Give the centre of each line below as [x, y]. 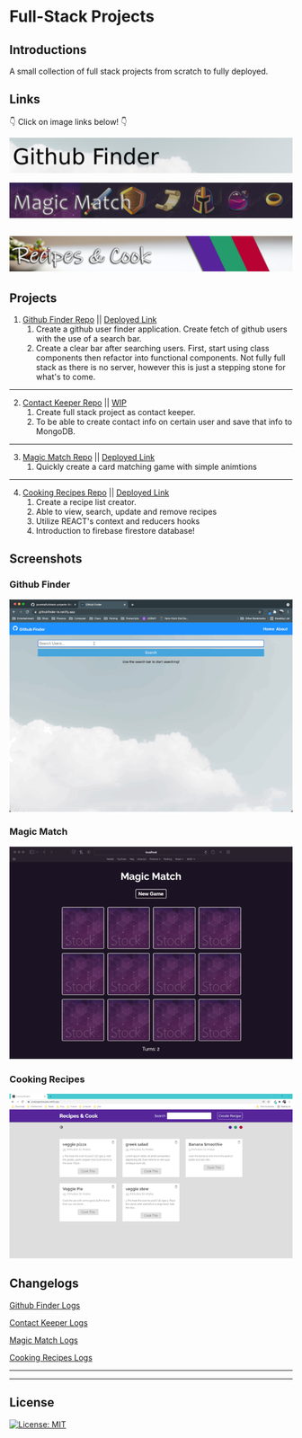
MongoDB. [56, 431]
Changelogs [44, 1284]
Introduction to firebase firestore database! [115, 531]
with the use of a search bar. [89, 339]
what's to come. [66, 377]
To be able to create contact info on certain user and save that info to [164, 422]
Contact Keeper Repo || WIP [75, 403]
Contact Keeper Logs [49, 1322]
